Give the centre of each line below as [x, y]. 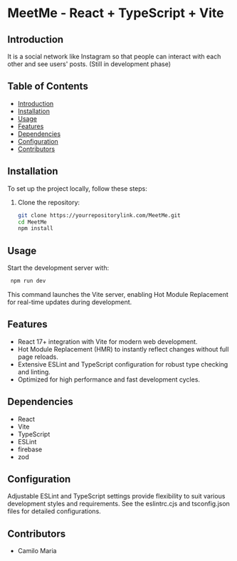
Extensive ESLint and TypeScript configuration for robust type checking [123, 364]
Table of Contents [48, 86]
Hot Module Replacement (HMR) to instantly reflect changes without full [123, 349]
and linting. [34, 372]
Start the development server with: [58, 268]
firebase [30, 449]
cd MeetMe [32, 222]
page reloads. [38, 357]
